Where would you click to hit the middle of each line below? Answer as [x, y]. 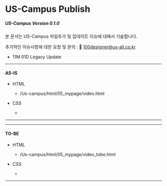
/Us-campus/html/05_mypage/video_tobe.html [68, 154]
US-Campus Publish [48, 9]
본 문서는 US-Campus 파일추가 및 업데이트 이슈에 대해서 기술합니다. [71, 36]
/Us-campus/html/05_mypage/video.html [62, 93]
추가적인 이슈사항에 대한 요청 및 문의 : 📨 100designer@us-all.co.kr [70, 47]
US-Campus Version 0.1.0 [32, 23]
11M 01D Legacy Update [37, 57]
